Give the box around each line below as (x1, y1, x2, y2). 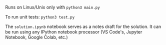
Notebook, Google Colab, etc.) (5, 34, 68, 40)
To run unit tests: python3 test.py (5, 14, 75, 19)
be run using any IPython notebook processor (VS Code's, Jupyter (5, 29, 142, 34)
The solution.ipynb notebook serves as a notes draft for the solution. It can (5, 23, 161, 29)
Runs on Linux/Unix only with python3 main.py (5, 4, 100, 10)
